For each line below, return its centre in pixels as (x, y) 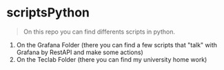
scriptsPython (48, 13)
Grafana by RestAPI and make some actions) (80, 52)
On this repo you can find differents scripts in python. (99, 32)
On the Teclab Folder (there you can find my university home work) (112, 59)
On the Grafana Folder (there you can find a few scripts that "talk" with (117, 45)
